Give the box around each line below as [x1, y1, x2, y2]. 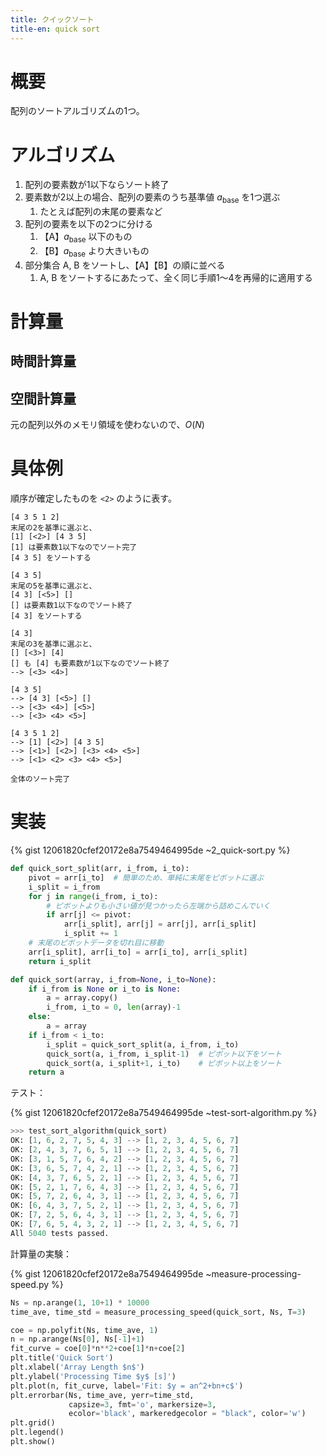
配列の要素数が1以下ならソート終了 [24, 179, 170, 191]
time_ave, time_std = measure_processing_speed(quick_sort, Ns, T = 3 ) [10, 1307, 307, 1317]
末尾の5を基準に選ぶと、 [10, 581, 97, 591]
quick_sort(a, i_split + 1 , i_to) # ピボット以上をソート [46, 1058, 282, 1068]
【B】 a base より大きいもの [39, 244, 150, 259]
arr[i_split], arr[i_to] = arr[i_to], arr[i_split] [28, 947, 248, 957]
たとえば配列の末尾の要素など [39, 206, 163, 218]
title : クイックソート [10, 14, 95, 25]
